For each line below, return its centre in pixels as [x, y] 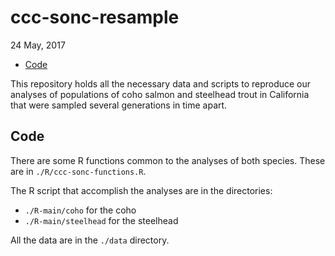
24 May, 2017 [38, 45]
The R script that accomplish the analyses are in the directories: [141, 190]
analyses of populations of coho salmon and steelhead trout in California [160, 94]
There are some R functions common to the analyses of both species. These [168, 160]
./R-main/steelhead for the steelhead [101, 220]
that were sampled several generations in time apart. [119, 105]
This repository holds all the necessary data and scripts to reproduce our [161, 83]
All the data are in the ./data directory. [90, 240]
